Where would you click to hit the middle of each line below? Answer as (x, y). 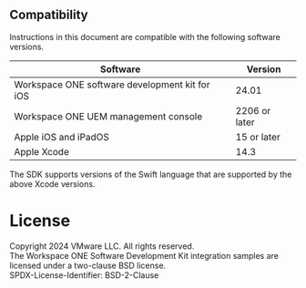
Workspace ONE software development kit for (112, 84)
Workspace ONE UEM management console (108, 116)
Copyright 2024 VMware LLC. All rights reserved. (102, 246)
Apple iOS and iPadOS (61, 137)
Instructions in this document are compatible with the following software (145, 36)
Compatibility (49, 15)
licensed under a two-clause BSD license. (88, 265)
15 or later (258, 137)
